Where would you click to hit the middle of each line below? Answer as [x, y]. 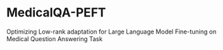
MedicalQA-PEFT [56, 13]
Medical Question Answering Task [55, 38]
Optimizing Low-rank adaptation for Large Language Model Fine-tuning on [112, 32]
